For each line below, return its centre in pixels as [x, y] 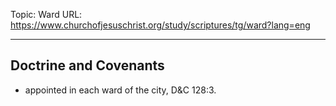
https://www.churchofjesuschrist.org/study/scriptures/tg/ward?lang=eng [160, 25]
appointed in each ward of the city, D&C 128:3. [120, 90]
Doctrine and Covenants [87, 65]
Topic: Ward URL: [46, 14]
